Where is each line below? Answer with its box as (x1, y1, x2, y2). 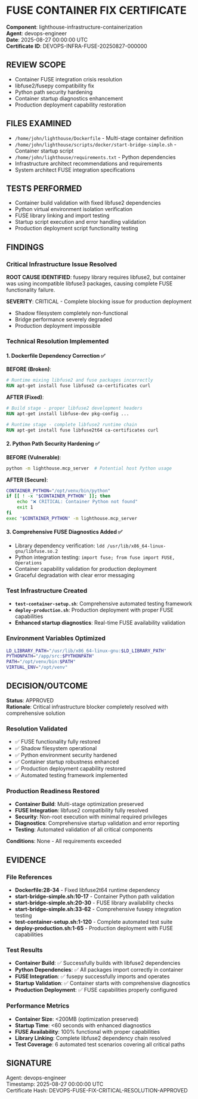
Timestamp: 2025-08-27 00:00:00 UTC (6, 1080, 104, 1088)
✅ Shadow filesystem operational (14, 745, 97, 752)
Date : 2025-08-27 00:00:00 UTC (6, 36, 88, 43)
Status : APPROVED (6, 696, 54, 704)
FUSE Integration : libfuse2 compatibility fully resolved (14, 807, 148, 814)
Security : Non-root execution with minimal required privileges (14, 813, 168, 820)
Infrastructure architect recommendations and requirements (14, 160, 163, 167)
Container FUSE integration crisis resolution (14, 75, 123, 83)
